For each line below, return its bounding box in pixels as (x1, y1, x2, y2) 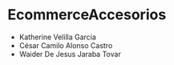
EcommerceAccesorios (7, 6, 167, 24)
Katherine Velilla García (18, 32, 97, 42)
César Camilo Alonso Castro (18, 40, 113, 50)
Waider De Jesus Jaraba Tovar (18, 49, 121, 59)
